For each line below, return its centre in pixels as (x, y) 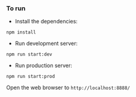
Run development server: (46, 44)
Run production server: (43, 66)
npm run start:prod (31, 77)
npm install (21, 32)
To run (16, 8)
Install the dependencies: (46, 22)
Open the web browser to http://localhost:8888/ (68, 87)
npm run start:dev (29, 54)
